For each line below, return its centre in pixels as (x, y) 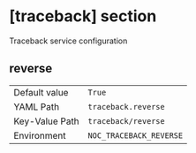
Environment (40, 135)
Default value (41, 92)
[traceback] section (83, 16)
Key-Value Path (46, 121)
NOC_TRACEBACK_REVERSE (136, 135)
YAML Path (37, 106)
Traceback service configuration (68, 41)
